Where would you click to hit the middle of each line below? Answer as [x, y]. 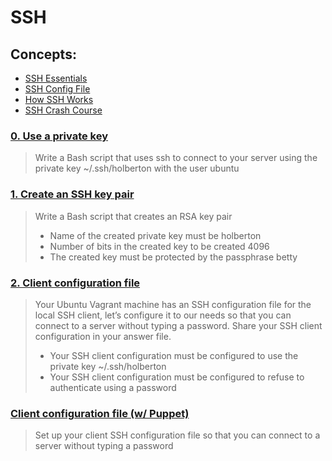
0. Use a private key [59, 136]
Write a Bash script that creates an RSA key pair [133, 216]
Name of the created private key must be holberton [155, 235]
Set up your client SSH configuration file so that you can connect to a [177, 435]
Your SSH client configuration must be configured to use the [174, 355]
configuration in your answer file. [103, 336]
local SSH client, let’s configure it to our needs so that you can [163, 315]
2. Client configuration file [75, 283]
